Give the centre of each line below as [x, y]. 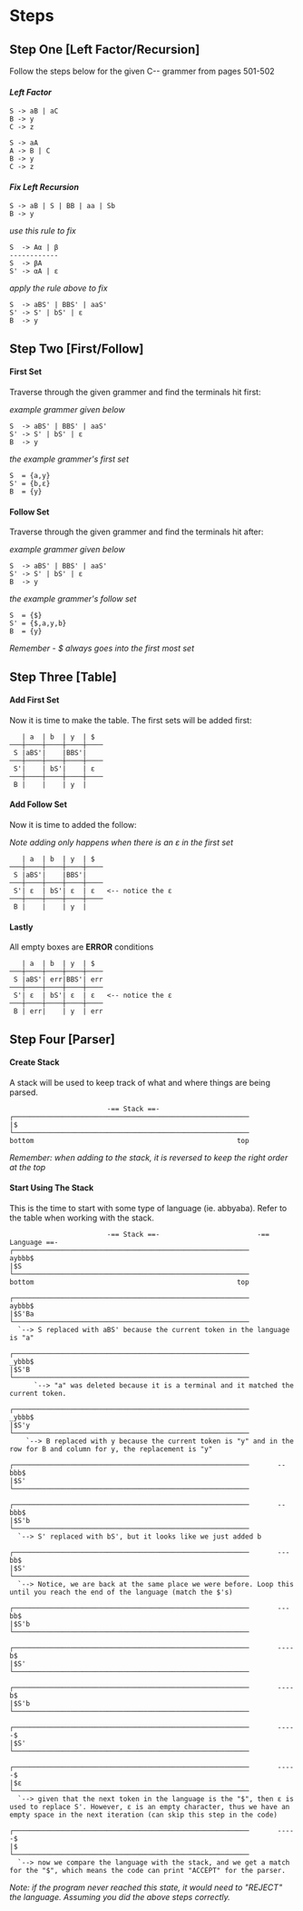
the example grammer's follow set [73, 599]
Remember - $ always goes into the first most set [102, 648]
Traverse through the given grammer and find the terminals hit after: [137, 532]
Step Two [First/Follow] [77, 348]
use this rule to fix [43, 231]
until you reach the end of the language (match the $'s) [121, 1592]
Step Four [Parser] [62, 1039]
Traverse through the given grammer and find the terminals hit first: [135, 392]
